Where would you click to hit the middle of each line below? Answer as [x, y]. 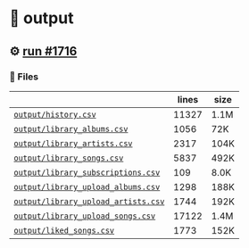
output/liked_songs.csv [64, 230]
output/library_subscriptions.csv [87, 172]
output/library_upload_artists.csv [89, 201]
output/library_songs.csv [69, 158]
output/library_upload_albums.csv [87, 187]
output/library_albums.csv [71, 129]
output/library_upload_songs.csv [85, 216]
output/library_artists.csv [73, 143]
